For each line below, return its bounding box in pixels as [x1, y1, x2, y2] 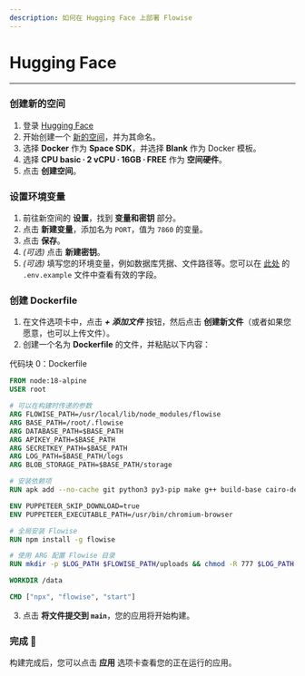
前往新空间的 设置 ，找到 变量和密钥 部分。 [22, 212, 182, 223]
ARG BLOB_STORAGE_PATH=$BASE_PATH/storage [9, 460, 172, 470]
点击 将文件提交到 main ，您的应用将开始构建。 [22, 610, 195, 621]
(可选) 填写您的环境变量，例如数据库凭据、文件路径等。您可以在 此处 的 [22, 258, 290, 269]
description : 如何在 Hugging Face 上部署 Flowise [9, 13, 192, 23]
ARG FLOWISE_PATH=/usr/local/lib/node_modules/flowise [9, 410, 221, 419]
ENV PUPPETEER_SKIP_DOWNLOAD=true [9, 501, 141, 511]
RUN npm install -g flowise [9, 534, 116, 544]
